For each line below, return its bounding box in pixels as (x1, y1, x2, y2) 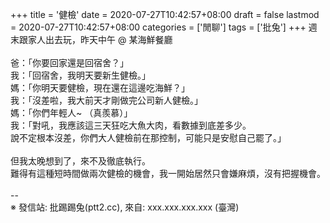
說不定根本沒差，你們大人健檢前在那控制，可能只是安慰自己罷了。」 (10, 132, 287, 143)
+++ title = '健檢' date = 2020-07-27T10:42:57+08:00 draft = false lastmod (10, 9, 320, 20)
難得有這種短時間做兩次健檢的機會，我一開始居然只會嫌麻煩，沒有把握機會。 (10, 168, 326, 179)
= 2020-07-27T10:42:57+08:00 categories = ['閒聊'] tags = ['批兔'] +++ (10, 21, 307, 33)
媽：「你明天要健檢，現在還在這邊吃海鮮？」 (10, 82, 190, 93)
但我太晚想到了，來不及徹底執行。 (10, 155, 151, 167)
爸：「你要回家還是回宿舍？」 (10, 57, 129, 68)
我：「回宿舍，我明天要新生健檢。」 (10, 69, 151, 81)
